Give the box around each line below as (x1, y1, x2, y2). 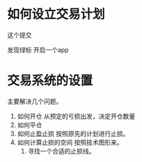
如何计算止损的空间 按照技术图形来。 (17, 138, 123, 147)
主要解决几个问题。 (7, 97, 63, 105)
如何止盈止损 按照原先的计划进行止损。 (17, 129, 129, 138)
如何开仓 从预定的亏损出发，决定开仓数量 (17, 112, 136, 120)
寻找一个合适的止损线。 (27, 147, 95, 155)
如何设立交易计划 (7, 6, 106, 22)
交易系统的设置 (7, 73, 93, 89)
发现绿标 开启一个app (7, 45, 69, 54)
